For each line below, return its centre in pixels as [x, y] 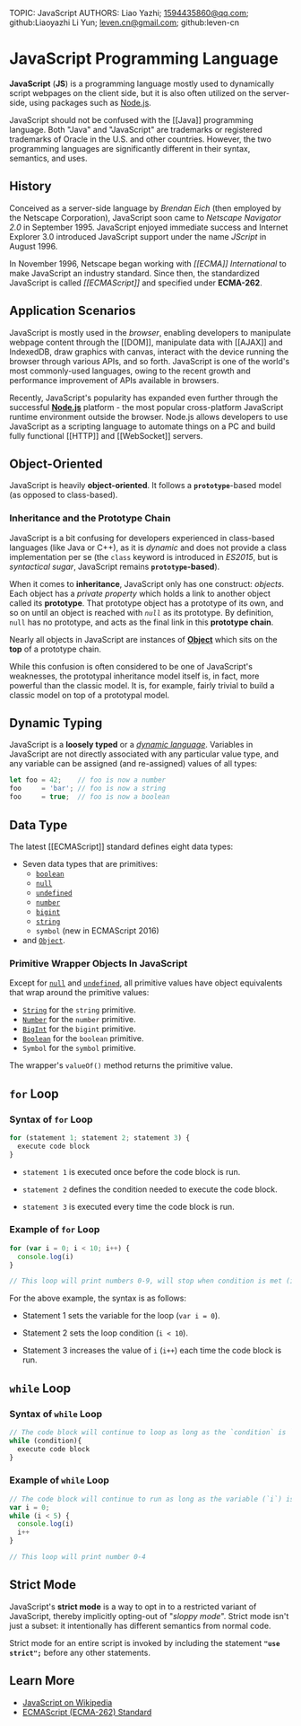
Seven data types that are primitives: [90, 863]
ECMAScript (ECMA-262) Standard [87, 1712]
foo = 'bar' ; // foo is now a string [88, 789]
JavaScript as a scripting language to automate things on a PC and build [142, 426]
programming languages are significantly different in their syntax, [130, 148]
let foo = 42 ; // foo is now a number [88, 780]
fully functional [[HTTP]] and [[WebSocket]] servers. [106, 435]
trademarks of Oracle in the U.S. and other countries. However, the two [140, 139]
